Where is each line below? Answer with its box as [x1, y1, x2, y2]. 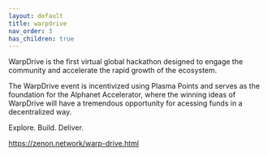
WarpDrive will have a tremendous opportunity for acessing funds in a [8, 98, 243, 108]
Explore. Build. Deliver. [8, 123, 84, 132]
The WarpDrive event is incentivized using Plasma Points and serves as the [8, 81, 260, 91]
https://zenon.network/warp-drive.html [8, 139, 140, 149]
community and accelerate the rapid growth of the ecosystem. [8, 66, 218, 76]
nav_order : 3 [8, 27, 53, 35]
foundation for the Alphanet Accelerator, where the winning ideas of [8, 90, 236, 100]
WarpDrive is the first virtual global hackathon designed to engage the [8, 57, 244, 67]
